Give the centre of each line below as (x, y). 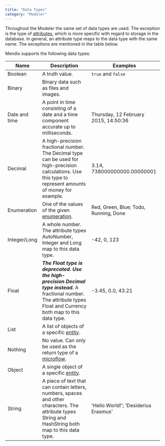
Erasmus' (102, 412)
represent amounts (64, 184)
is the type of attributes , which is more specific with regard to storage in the (82, 33)
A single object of (62, 366)
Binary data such (61, 82)
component (55, 120)
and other (53, 399)
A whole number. (62, 224)
